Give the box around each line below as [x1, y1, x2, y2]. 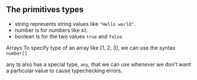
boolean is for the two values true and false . [14, 32, 124, 40]
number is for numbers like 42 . [14, 26, 88, 34]
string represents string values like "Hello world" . [14, 20, 136, 27]
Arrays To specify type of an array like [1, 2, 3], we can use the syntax [6, 44, 176, 51]
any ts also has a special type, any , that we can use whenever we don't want [6, 61, 191, 68]
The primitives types [6, 5, 84, 15]
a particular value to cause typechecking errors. [6, 67, 123, 74]
